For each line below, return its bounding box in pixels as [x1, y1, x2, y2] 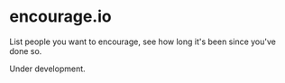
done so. [9, 45, 42, 56]
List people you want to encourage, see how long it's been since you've [9, 36, 277, 47]
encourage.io [9, 6, 112, 27]
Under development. [9, 63, 86, 74]
